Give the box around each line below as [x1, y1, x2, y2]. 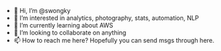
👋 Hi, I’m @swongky [13, 7, 71, 14]
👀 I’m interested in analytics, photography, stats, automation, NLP [13, 14, 200, 22]
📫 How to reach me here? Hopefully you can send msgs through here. [13, 37, 215, 44]
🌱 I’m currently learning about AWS [13, 21, 114, 29]
